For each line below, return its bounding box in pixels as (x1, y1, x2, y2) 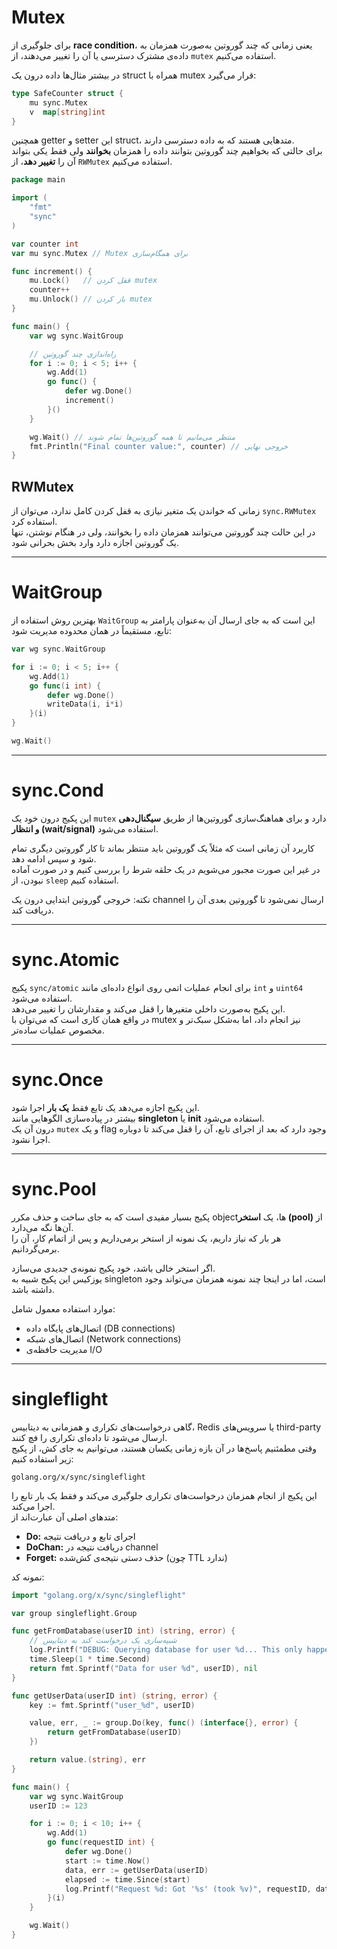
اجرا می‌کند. (11, 1500, 56, 1512)
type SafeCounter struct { (11, 88, 124, 98)
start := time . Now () (64, 1856, 151, 1866)
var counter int (11, 239, 79, 249)
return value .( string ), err (29, 1755, 146, 1765)
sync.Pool (11, 1177, 97, 1200)
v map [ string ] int (29, 107, 106, 117)
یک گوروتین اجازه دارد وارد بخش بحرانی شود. (11, 537, 179, 549)
